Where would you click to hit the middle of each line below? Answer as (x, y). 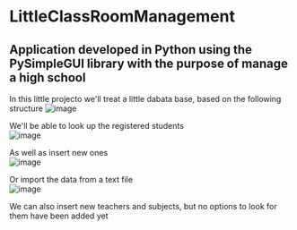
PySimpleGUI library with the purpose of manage (149, 63)
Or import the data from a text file (71, 179)
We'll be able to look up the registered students (96, 126)
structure (26, 108)
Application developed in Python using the (131, 50)
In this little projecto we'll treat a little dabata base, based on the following (145, 99)
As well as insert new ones (59, 153)
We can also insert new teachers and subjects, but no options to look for (143, 206)
